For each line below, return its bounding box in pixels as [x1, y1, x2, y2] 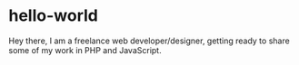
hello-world [8, 5, 99, 26]
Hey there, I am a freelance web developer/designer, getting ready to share [8, 35, 290, 46]
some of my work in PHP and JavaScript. [8, 44, 162, 55]
